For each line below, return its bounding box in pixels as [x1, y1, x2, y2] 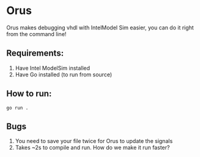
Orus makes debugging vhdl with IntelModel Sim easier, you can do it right [6, 24, 194, 31]
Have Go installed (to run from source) [15, 71, 113, 78]
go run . [6, 104, 29, 111]
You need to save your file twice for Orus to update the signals [15, 137, 173, 145]
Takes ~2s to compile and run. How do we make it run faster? [15, 144, 170, 152]
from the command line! [6, 30, 67, 37]
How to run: [6, 89, 52, 99]
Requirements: [6, 48, 64, 59]
